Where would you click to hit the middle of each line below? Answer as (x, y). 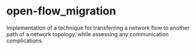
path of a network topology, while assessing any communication (88, 34)
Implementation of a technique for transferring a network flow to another (98, 28)
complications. (25, 40)
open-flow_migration (61, 11)
